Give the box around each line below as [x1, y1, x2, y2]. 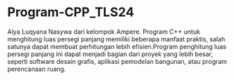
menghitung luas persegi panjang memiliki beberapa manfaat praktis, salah [7, 34, 226, 43]
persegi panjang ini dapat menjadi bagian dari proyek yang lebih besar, [7, 50, 214, 58]
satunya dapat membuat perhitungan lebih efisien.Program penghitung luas [7, 42, 227, 51]
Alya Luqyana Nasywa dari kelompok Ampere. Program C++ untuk [7, 27, 201, 36]
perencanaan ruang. [7, 65, 66, 73]
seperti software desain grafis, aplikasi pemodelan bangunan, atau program [7, 57, 228, 65]
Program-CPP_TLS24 [7, 4, 135, 20]
